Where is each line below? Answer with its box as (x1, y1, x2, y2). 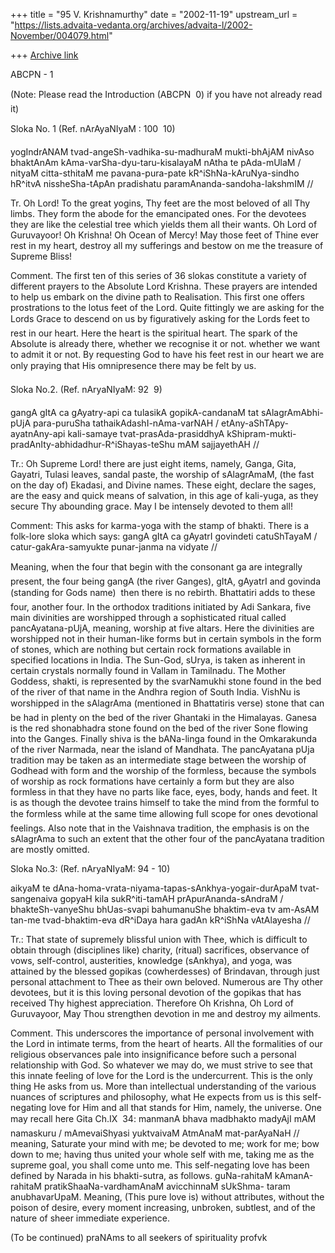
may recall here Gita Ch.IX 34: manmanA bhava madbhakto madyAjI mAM (10, 1113, 317, 1124)
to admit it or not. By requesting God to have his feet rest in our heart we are (10, 349, 325, 360)
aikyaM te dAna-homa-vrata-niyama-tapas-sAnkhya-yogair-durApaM (10, 882, 298, 894)
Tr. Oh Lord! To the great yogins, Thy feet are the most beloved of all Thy (10, 197, 311, 209)
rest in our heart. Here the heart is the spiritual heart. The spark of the (10, 327, 298, 339)
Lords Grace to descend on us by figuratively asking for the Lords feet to (10, 313, 310, 324)
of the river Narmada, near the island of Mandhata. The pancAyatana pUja (10, 744, 315, 755)
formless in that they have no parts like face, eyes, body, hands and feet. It (10, 786, 318, 798)
